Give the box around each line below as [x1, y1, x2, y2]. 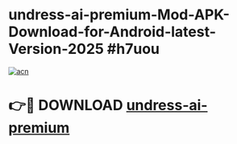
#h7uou [106, 40, 160, 58]
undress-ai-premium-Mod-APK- [8, 6, 230, 24]
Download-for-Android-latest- [8, 23, 216, 41]
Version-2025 [8, 40, 105, 58]
